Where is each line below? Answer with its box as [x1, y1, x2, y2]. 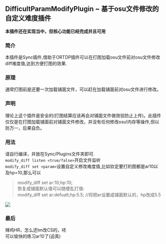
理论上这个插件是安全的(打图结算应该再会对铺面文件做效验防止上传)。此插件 [5, 112, 162, 118]
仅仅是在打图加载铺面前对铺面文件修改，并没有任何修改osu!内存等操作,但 [5, 119, 156, 125]
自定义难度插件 [5, 14, 51, 22]
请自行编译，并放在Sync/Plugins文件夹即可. [5, 151, 95, 157]
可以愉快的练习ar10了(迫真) [5, 234, 61, 240]
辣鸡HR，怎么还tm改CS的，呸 [5, 227, 66, 233]
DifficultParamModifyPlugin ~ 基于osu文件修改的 [5, 4, 159, 13]
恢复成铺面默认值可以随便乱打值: [17, 186, 85, 191]
